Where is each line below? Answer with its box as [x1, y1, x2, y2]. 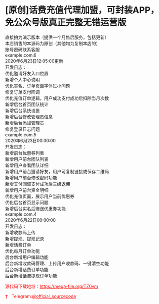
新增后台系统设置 [5, 107, 40, 113]
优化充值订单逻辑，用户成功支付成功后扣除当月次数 [5, 95, 109, 101]
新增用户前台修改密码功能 [5, 174, 57, 181]
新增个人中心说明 [5, 76, 40, 82]
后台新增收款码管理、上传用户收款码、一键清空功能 [5, 260, 109, 266]
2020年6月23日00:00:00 [5, 137, 56, 144]
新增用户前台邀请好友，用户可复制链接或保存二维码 [5, 168, 109, 174]
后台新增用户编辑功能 [5, 254, 48, 260]
